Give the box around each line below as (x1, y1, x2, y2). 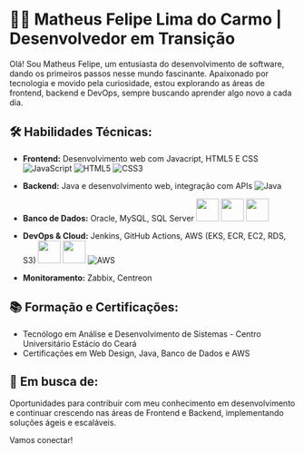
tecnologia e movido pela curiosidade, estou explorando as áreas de (9, 77, 265, 88)
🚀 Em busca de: (9, 373, 99, 389)
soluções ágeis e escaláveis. (9, 418, 116, 428)
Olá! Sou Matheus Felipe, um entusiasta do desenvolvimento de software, (9, 58, 285, 69)
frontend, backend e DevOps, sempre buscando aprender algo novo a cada (9, 87, 292, 98)
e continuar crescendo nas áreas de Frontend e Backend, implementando (9, 408, 284, 419)
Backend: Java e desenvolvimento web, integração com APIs (22, 180, 253, 191)
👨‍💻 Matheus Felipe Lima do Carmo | (9, 9, 282, 30)
